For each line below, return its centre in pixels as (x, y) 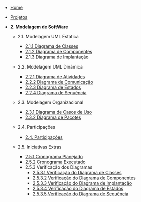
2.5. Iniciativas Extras (39, 147)
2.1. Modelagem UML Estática (48, 37)
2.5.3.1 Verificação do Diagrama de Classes (77, 173)
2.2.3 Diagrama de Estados (53, 87)
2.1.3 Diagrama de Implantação (57, 57)
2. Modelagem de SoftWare (39, 27)
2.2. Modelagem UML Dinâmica (50, 67)
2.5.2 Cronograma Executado (55, 162)
